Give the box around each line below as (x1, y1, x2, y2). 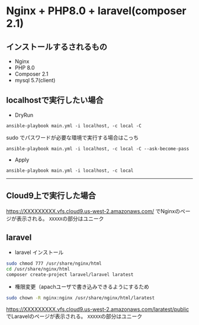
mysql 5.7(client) (14, 77, 56, 83)
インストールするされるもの (6, 41, 108, 52)
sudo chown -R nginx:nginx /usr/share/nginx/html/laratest (6, 295, 155, 301)
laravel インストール (14, 249, 64, 256)
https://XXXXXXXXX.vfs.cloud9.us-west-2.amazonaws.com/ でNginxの (6, 207, 181, 214)
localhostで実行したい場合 (6, 95, 104, 105)
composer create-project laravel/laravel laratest (6, 272, 134, 278)
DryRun (14, 111, 34, 118)
